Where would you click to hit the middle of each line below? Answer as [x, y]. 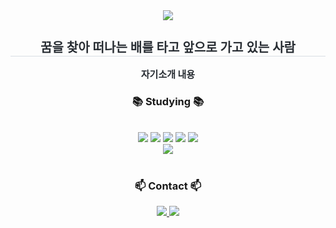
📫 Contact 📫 [168, 186]
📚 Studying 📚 [168, 101]
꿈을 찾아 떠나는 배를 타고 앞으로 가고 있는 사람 [168, 47]
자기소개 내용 [168, 74]
